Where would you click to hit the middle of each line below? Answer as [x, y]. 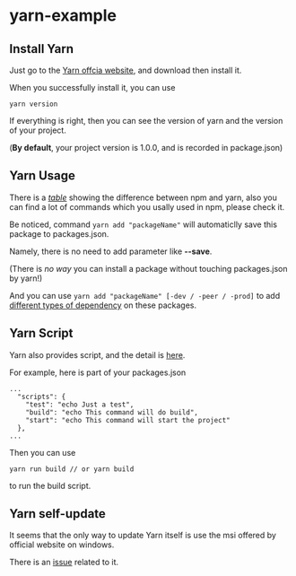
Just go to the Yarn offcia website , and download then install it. [126, 70]
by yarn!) [26, 278]
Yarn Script [41, 333]
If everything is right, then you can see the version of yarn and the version [146, 121]
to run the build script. [50, 485]
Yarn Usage [43, 176]
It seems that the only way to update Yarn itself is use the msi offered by [143, 536]
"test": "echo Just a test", [80, 405]
